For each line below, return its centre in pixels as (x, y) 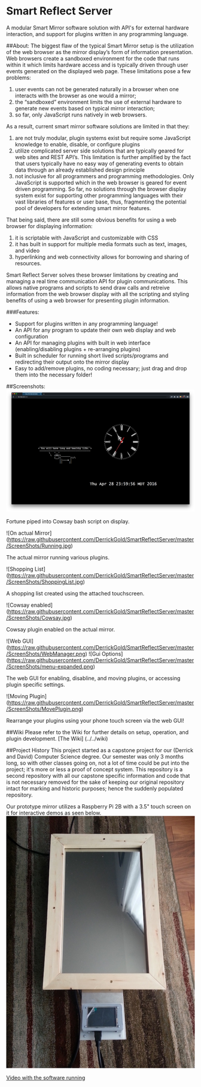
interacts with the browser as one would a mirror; (75, 95)
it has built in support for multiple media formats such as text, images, (101, 244)
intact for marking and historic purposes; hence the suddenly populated (95, 788)
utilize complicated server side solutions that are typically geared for (99, 151)
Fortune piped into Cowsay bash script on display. (68, 521)
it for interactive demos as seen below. (54, 813)
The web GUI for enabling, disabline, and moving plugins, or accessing (93, 678)
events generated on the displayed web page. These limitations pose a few (99, 71)
